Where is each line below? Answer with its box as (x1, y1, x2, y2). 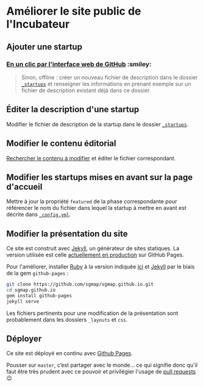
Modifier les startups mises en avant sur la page (6, 172, 193, 183)
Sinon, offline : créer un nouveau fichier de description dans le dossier (21, 73, 198, 81)
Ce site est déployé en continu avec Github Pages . (6, 350, 133, 357)
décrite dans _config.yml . (6, 211, 71, 218)
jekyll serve (6, 298, 40, 305)
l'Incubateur (6, 17, 70, 31)
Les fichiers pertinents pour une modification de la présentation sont (6, 309, 178, 317)
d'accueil (6, 181, 43, 192)
